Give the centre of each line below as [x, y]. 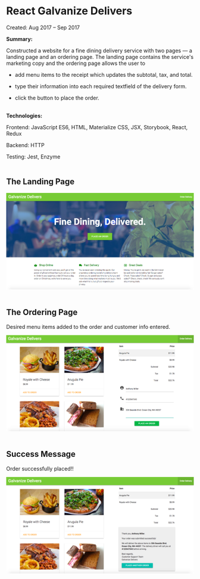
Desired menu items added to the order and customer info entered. [88, 326]
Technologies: [24, 116]
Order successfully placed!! [40, 468]
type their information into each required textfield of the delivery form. [101, 86]
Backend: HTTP [25, 145]
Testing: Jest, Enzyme [33, 157]
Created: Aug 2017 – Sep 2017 [43, 27]
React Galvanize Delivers [69, 11]
